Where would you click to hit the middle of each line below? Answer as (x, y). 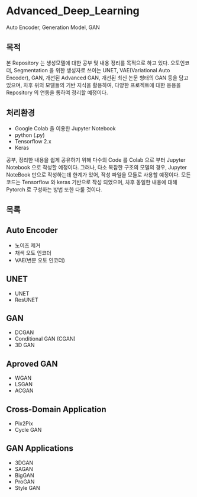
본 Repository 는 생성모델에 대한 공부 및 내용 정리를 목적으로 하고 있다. (88, 63)
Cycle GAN (28, 430)
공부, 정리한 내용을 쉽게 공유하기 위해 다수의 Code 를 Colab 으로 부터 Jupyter (96, 160)
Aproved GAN (32, 363)
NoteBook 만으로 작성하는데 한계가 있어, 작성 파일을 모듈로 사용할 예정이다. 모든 (98, 174)
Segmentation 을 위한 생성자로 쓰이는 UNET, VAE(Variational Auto (92, 70)
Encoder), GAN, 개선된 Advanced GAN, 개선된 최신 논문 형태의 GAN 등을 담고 (97, 78)
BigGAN (24, 475)
